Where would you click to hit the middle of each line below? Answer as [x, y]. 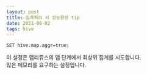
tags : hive [20, 29]
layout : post [23, 12]
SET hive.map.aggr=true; [38, 45]
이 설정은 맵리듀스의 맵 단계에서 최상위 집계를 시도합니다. [74, 58]
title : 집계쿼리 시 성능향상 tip [43, 18]
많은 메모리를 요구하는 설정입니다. [46, 65]
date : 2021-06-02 [28, 23]
